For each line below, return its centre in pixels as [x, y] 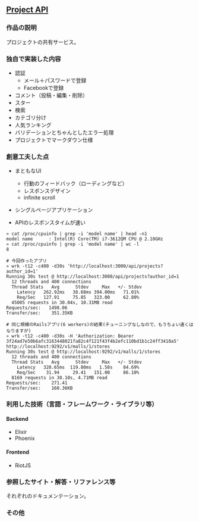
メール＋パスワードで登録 [55, 80]
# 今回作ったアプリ [27, 261]
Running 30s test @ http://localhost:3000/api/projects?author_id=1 [93, 277]
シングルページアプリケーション [54, 210]
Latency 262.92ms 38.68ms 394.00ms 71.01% [78, 292]
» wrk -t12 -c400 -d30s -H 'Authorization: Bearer [70, 336]
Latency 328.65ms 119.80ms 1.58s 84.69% [78, 368]
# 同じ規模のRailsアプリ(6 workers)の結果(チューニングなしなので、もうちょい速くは [100, 325]
